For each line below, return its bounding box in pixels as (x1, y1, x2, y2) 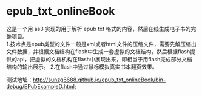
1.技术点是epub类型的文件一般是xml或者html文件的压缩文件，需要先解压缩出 (6, 40, 197, 47)
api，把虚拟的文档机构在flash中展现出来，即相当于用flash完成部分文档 (16, 55, 193, 63)
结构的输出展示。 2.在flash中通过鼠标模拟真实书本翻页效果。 (6, 63, 158, 70)
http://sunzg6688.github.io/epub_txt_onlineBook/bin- (33, 76, 166, 83)
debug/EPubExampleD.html (6, 83, 75, 90)
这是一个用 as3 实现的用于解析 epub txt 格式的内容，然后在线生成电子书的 (6, 25, 191, 32)
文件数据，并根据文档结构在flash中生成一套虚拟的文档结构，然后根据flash (6, 47, 190, 55)
